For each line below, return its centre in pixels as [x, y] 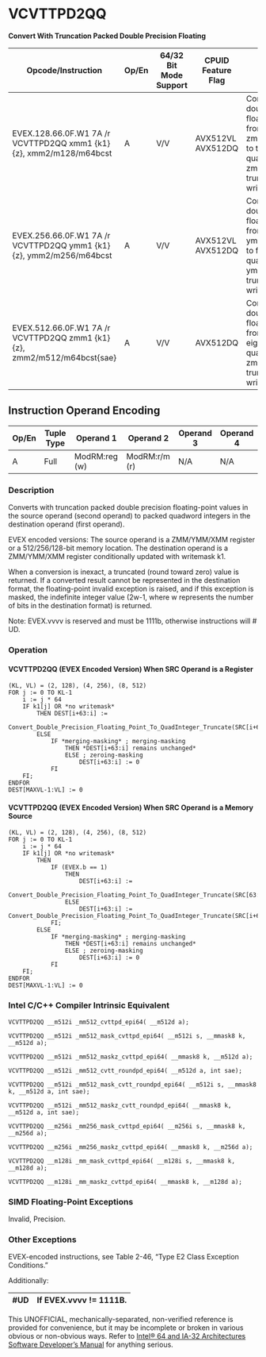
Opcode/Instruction [65, 70]
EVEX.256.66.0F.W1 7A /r [61, 235]
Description [31, 490]
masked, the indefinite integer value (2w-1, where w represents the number [131, 597]
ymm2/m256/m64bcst [69, 255]
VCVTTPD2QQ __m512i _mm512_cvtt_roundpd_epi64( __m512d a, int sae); [125, 1070]
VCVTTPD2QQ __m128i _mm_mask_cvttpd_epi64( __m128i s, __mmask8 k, [122, 1161]
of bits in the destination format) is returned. [80, 606]
